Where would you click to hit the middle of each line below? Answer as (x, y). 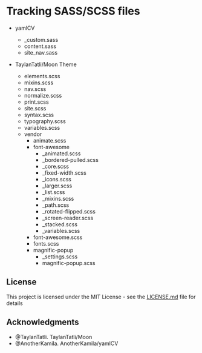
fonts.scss (46, 243)
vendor (33, 134)
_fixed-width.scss (64, 173)
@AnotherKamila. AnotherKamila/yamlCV (67, 343)
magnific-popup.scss (69, 263)
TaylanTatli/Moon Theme (46, 64)
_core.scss (56, 166)
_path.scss (56, 205)
